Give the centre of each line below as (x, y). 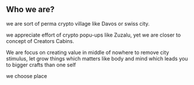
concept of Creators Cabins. (40, 41)
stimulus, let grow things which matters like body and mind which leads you (97, 58)
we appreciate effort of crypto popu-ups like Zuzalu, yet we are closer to (93, 35)
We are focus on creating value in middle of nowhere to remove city (88, 52)
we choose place (27, 76)
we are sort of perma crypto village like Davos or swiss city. (78, 23)
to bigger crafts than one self (41, 65)
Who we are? (30, 10)
